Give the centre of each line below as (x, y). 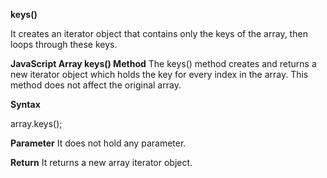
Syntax (25, 104)
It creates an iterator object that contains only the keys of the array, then (159, 33)
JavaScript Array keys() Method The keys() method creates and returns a (163, 63)
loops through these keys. (64, 44)
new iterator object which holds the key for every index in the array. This (159, 74)
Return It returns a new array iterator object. (101, 162)
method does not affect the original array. (96, 85)
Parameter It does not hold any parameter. (98, 143)
